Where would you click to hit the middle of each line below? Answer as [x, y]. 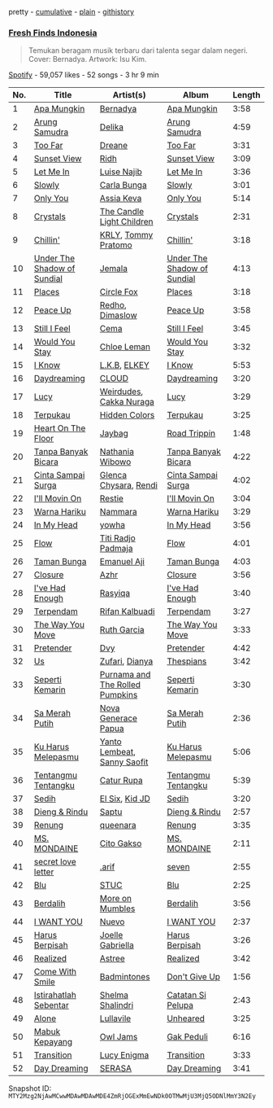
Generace [119, 718]
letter [44, 872]
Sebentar [51, 1005]
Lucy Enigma [124, 1055]
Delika [112, 127]
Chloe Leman [125, 347]
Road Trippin [191, 433]
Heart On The [60, 428]
